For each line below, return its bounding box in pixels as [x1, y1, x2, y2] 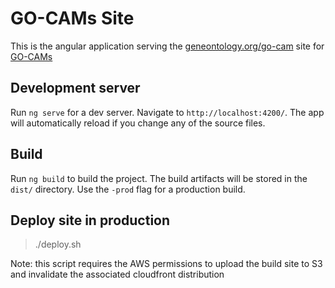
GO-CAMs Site [10, 7, 135, 30]
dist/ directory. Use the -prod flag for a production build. [10, 183, 246, 195]
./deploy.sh [34, 238, 82, 251]
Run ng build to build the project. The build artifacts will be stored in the [10, 172, 308, 184]
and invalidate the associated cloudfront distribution [10, 268, 225, 281]
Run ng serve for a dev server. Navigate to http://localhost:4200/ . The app [10, 106, 325, 118]
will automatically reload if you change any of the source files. [10, 117, 266, 129]
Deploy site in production [10, 212, 171, 229]
